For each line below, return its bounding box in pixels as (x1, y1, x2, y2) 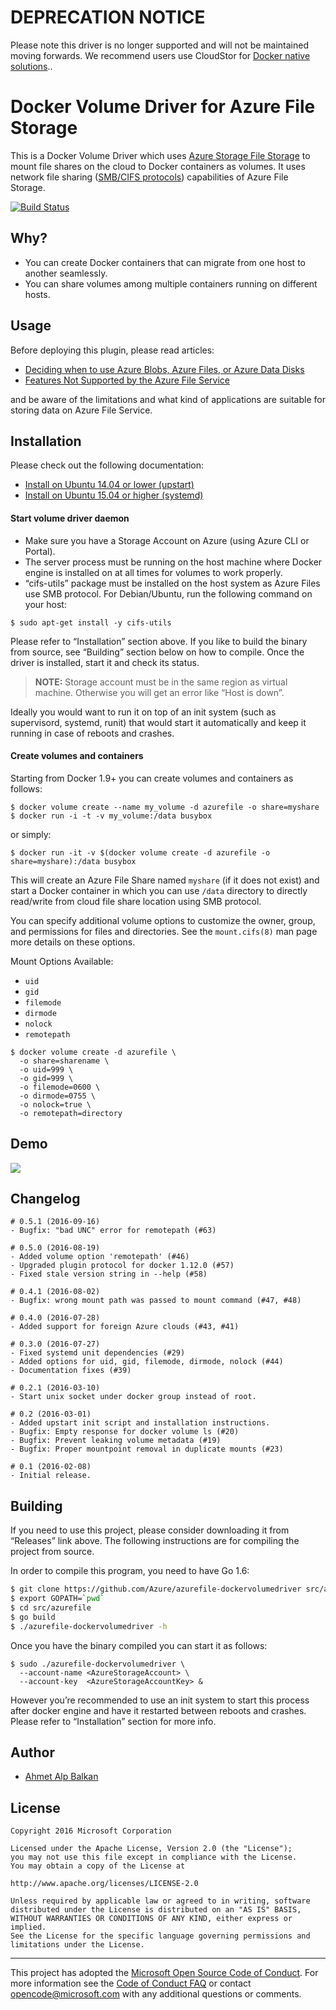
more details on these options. (10, 936, 136, 948)
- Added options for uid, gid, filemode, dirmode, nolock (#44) (10, 1357, 284, 1367)
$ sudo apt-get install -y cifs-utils (10, 617, 172, 628)
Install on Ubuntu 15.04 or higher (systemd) (24, 489, 204, 501)
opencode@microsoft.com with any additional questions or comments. (10, 1988, 302, 2000)
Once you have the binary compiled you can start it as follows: (10, 1639, 268, 1651)
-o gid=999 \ (19, 1073, 74, 1083)
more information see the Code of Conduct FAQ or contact (10, 1977, 252, 1990)
